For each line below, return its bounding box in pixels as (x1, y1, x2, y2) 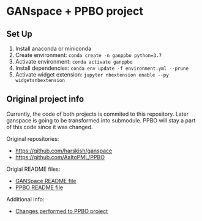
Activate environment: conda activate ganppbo (15, 58, 133, 65)
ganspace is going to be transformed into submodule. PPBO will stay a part (6, 116, 196, 124)
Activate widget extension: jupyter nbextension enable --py (15, 71, 170, 78)
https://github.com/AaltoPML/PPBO (15, 153, 105, 160)
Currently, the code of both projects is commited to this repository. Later (6, 110, 189, 118)
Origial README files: (6, 165, 61, 173)
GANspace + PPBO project (6, 4, 144, 18)
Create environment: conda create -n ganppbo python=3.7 (15, 51, 162, 59)
